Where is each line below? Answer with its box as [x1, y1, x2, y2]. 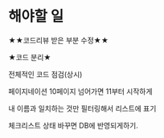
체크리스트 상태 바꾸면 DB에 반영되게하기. [8, 120, 139, 130]
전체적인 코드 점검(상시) [8, 69, 83, 79]
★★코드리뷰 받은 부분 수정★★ [8, 35, 109, 45]
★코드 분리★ [8, 52, 51, 62]
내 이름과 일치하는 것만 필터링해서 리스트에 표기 [8, 103, 157, 113]
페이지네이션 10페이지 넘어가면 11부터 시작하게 [8, 86, 153, 96]
